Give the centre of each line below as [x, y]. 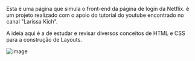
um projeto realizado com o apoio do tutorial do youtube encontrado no [95, 15]
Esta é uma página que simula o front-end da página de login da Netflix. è [98, 9]
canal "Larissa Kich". [32, 21]
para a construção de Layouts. [44, 40]
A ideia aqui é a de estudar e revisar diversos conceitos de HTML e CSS [96, 33]
